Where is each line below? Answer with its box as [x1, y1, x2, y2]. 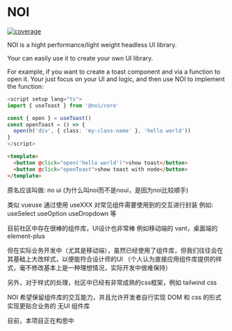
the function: [7, 82, 44, 90]
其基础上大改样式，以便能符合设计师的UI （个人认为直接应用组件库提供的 [7, 255, 217, 263]
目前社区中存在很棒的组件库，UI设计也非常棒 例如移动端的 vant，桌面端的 [7, 223, 218, 232]
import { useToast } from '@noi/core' [7, 102, 119, 109]
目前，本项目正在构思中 [7, 316, 74, 325]
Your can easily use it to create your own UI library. [7, 53, 154, 62]
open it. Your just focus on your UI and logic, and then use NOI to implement [7, 74, 225, 83]
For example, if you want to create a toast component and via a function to [7, 67, 221, 76]
